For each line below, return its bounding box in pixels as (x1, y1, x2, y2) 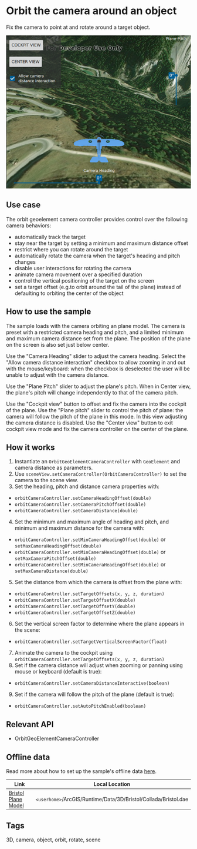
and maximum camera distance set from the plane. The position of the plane (6, 334, 191, 342)
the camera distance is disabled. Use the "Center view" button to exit (6, 419, 173, 426)
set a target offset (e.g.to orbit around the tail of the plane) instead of (14, 283, 182, 290)
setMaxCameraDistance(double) (14, 568, 89, 575)
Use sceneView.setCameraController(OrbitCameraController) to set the (14, 470, 186, 477)
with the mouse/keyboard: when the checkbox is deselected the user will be (6, 365, 191, 372)
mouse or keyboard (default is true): (14, 668, 102, 675)
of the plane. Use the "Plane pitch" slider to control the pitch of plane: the (6, 406, 184, 413)
